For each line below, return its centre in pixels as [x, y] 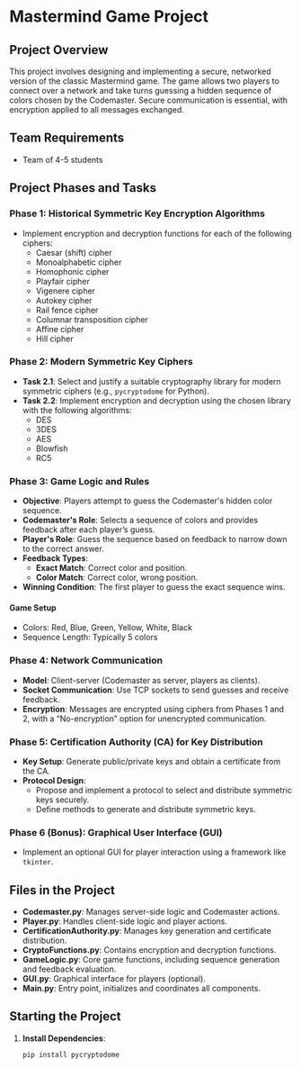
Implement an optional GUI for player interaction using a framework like [154, 852]
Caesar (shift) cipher [74, 252]
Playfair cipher [62, 281]
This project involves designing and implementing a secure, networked [140, 71]
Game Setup [33, 607]
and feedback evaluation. [69, 969]
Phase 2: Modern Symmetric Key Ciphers [101, 362]
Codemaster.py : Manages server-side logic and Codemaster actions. [151, 912]
